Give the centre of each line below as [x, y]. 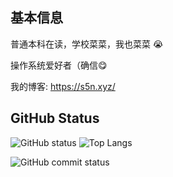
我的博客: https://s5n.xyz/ [63, 86]
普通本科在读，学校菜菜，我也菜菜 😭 [87, 44]
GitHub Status [55, 118]
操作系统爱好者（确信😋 [59, 65]
